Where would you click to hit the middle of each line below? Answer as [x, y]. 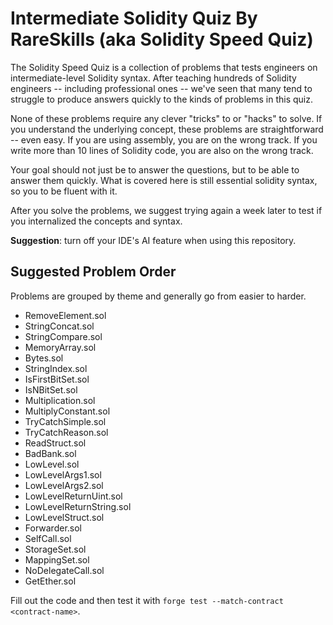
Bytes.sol [44, 358]
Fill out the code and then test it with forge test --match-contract [147, 600]
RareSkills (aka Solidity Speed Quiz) [162, 39]
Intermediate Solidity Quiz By [134, 18]
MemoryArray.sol [60, 347]
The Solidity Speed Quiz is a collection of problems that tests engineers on [164, 67]
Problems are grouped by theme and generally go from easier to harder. [158, 296]
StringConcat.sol [59, 326]
